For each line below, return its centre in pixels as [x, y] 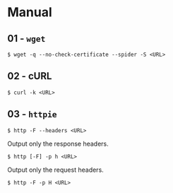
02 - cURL [30, 76]
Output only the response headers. [58, 144]
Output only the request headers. [55, 170]
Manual [30, 12]
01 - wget [26, 39]
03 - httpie [32, 114]
